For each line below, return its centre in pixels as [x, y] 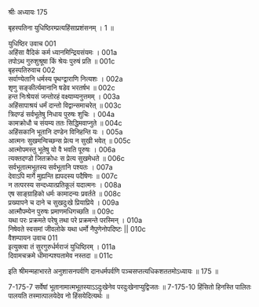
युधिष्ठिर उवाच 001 [32, 44]
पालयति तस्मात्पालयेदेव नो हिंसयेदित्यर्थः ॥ [59, 296]
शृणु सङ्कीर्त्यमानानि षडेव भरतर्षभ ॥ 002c [62, 88]
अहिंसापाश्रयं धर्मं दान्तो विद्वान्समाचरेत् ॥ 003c [65, 105]
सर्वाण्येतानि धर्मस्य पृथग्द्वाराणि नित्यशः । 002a [66, 79]
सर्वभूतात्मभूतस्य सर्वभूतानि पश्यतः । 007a [60, 167]
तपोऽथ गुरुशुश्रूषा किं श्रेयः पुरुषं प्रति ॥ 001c [62, 61]
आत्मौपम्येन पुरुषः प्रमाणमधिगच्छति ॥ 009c [61, 211]
